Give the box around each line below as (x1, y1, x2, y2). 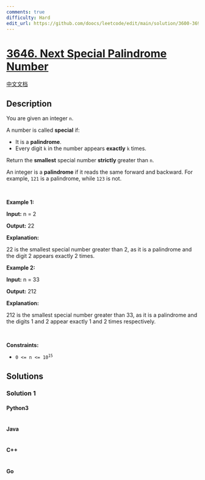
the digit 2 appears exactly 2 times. (6, 253, 95, 260)
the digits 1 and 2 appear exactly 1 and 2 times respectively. (6, 318, 156, 325)
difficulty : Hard (6, 15, 51, 21)
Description (6, 98, 52, 109)
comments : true (6, 9, 45, 15)
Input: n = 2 (6, 210, 37, 218)
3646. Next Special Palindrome (6, 46, 167, 60)
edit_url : (6, 20, 32, 26)
